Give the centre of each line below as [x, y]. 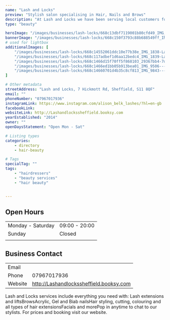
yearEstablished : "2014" [31, 118]
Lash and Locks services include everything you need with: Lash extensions [85, 296]
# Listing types [22, 136]
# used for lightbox [27, 43]
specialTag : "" [21, 164]
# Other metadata [24, 85]
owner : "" [16, 122]
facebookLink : [20, 108]
